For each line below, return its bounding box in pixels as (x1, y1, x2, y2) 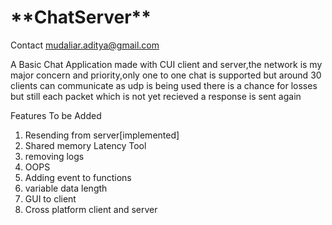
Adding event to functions (24, 171, 132, 183)
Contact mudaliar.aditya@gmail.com (10, 39, 160, 51)
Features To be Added (10, 109, 102, 121)
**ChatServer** (10, 6, 152, 29)
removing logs (24, 150, 85, 162)
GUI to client (24, 192, 77, 205)
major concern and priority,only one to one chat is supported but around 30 (10, 69, 322, 81)
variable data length (24, 182, 108, 194)
